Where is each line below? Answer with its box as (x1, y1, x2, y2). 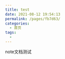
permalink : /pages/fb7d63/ (5, 16, 61, 21)
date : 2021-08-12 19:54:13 (5, 12, 61, 17)
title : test (5, 7, 30, 12)
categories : (5, 21, 30, 26)
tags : (5, 30, 16, 35)
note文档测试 (5, 49, 32, 55)
